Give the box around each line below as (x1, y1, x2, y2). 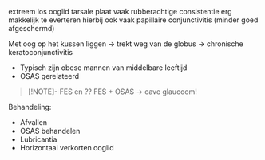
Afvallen (19, 118, 48, 127)
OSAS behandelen (19, 127, 81, 135)
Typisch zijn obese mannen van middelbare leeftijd (19, 63, 188, 72)
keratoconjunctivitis (8, 48, 73, 57)
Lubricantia (19, 135, 57, 144)
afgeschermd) (8, 24, 55, 33)
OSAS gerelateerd (19, 72, 80, 80)
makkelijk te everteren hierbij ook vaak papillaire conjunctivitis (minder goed (8, 15, 259, 25)
